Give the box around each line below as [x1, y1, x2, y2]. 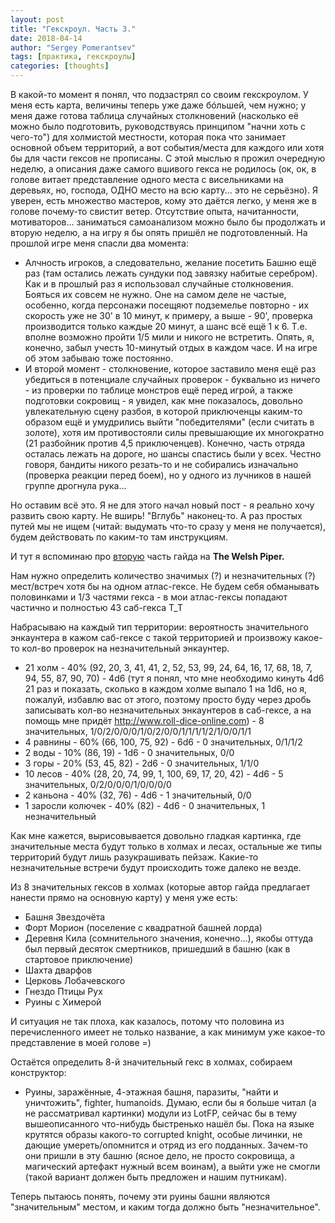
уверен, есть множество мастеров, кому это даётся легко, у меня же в [10, 195, 317, 206]
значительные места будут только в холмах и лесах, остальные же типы [10, 841, 323, 852]
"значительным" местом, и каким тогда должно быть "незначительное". [10, 1201, 321, 1213]
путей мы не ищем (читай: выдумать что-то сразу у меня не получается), [10, 521, 327, 532]
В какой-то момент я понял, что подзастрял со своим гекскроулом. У [10, 89, 309, 100]
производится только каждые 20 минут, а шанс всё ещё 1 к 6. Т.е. [24, 321, 308, 332]
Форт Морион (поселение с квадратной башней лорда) [24, 922, 263, 933]
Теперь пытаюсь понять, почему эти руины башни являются [10, 1191, 270, 1202]
